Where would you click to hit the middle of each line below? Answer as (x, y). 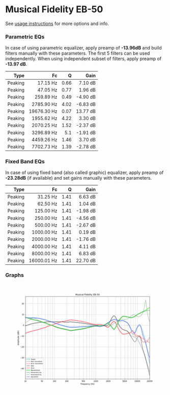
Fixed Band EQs (25, 161)
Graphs (15, 275)
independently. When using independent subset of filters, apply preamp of (83, 59)
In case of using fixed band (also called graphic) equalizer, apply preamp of (84, 172)
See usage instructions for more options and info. (57, 23)
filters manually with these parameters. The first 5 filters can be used (78, 53)
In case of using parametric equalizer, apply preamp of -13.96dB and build (83, 48)
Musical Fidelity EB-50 (54, 9)
